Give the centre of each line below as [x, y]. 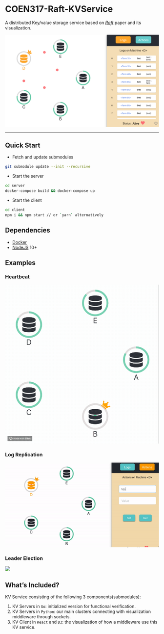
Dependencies [28, 230]
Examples [20, 263]
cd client [15, 210]
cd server [15, 186]
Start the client [27, 200]
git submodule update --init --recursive [48, 167]
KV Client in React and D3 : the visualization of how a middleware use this [85, 622]
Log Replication [24, 454]
